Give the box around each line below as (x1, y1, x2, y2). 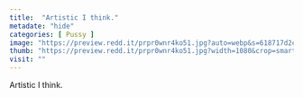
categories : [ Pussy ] (9, 30, 95, 39)
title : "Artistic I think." (9, 13, 119, 22)
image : (9, 38, 34, 48)
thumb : (9, 47, 34, 56)
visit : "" (9, 55, 47, 64)
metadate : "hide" (9, 22, 75, 31)
